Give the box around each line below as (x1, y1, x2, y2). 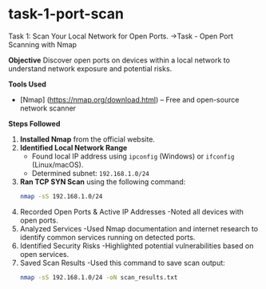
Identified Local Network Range (19, 142, 128, 152)
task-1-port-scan (8, 5, 124, 23)
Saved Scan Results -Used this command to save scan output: (19, 258, 225, 267)
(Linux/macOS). (31, 159, 84, 169)
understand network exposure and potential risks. (8, 63, 173, 73)
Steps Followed (8, 118, 61, 128)
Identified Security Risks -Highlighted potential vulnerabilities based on (19, 241, 254, 251)
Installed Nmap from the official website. (19, 134, 156, 144)
